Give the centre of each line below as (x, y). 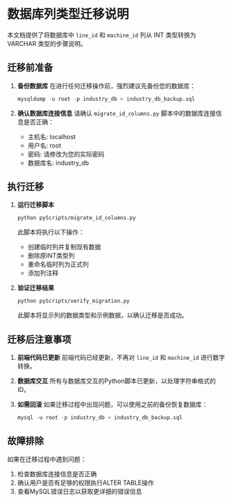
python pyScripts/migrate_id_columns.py (76, 218)
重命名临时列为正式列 (58, 265)
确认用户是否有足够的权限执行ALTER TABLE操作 (85, 483)
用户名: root (44, 145)
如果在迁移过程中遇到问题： (47, 459)
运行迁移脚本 (35, 205)
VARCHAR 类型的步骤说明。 (47, 43)
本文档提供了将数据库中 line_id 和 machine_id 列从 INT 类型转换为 (102, 35)
